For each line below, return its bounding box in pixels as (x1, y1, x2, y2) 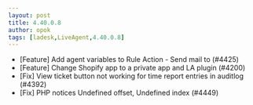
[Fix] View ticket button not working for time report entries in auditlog (19, 71, 244, 81)
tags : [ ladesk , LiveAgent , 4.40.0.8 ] (8, 33, 125, 42)
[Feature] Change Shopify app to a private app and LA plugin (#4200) (19, 63, 246, 73)
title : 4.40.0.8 (8, 19, 61, 27)
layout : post (8, 11, 51, 20)
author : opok (8, 26, 51, 34)
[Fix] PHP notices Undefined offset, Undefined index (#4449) (19, 88, 219, 98)
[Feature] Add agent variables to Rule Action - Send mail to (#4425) (19, 55, 240, 64)
